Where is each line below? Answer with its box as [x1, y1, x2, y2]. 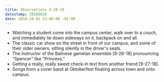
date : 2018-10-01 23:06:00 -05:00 [5, 16, 76, 21]
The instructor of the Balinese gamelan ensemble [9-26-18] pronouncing [12, 51, 159, 56]
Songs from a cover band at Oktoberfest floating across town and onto [12, 66, 155, 72]
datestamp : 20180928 [5, 12, 47, 17]
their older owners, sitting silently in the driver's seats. [12, 45, 122, 52]
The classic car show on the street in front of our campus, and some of [12, 40, 156, 46]
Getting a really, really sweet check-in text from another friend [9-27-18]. [12, 61, 160, 67]
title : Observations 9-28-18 [5, 7, 65, 12]
